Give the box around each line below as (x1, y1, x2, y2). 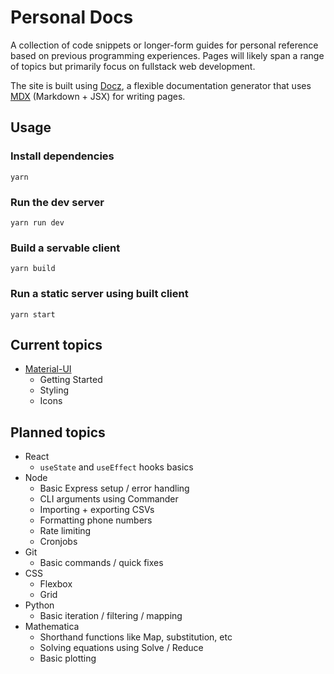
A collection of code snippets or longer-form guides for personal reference (10, 39, 319, 51)
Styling (39, 384, 70, 396)
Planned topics (10, 424, 106, 441)
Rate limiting (39, 525, 92, 537)
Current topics (10, 336, 103, 353)
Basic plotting (39, 652, 97, 665)
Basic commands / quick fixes (39, 557, 164, 569)
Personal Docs (10, 6, 134, 29)
